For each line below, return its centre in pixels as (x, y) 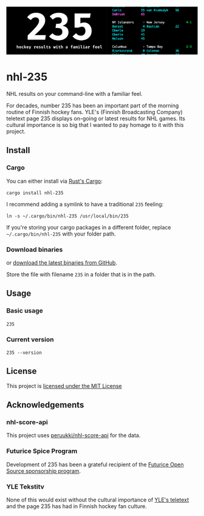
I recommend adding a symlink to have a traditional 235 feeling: (85, 204)
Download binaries (35, 250)
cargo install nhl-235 (35, 193)
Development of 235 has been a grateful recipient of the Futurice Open (95, 464)
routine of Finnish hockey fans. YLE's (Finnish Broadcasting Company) (95, 112)
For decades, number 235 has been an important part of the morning (93, 105)
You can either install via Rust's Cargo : (55, 181)
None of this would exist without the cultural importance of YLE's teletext (98, 500)
